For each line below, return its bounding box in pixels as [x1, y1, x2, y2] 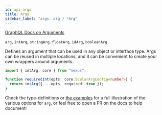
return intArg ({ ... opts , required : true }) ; [9, 81, 104, 87]
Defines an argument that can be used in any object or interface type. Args [5, 48, 156, 54]
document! [5, 105, 27, 111]
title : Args [5, 12, 29, 17]
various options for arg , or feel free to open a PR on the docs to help [5, 100, 143, 106]
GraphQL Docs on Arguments [5, 30, 65, 36]
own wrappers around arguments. [5, 59, 73, 65]
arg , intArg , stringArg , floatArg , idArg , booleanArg [5, 39, 108, 45]
